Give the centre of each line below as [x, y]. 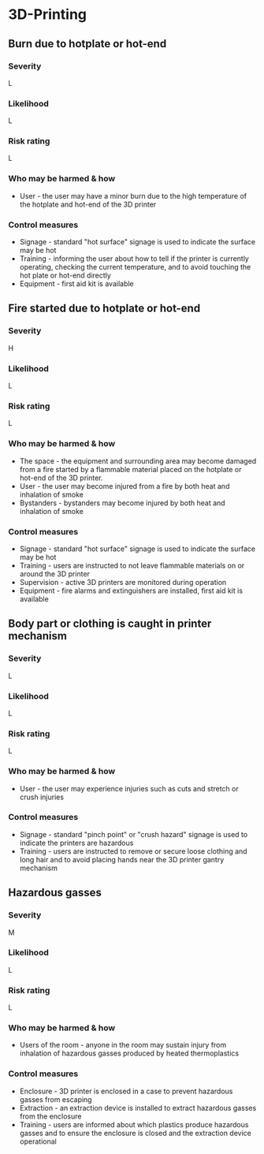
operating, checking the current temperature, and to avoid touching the [135, 267]
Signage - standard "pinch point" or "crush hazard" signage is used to [134, 834]
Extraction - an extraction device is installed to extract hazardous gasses [138, 1107]
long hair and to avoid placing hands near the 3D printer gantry [122, 859]
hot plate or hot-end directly [65, 275]
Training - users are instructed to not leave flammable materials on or [132, 565]
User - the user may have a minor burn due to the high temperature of [133, 195]
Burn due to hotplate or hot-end [87, 44]
